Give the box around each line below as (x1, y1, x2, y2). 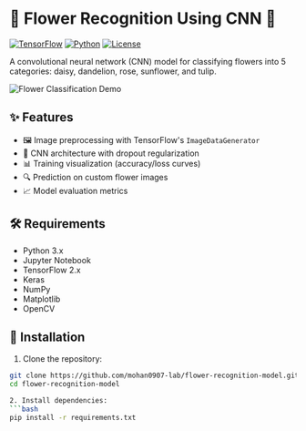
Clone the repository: (22, 354, 103, 364)
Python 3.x (22, 245, 64, 256)
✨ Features (9, 109, 74, 126)
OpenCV (22, 303, 56, 313)
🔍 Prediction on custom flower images (22, 171, 168, 182)
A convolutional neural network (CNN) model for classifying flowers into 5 (9, 56, 287, 67)
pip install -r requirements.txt (9, 413, 137, 422)
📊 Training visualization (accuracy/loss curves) (22, 158, 201, 169)
